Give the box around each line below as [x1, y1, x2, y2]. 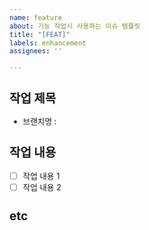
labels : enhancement [9, 38, 88, 48]
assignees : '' [9, 47, 63, 56]
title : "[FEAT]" [9, 30, 70, 39]
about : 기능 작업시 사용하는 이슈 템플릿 [9, 22, 141, 31]
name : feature [9, 13, 63, 23]
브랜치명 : [22, 115, 57, 126]
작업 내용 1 [22, 170, 61, 181]
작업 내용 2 [22, 181, 61, 192]
